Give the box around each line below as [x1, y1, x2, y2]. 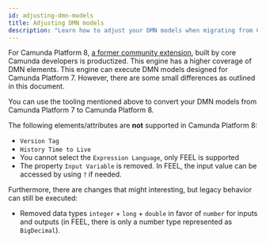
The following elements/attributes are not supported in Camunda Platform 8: [8, 120, 258, 131]
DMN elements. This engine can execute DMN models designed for [8, 65, 228, 74]
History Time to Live [19, 146, 91, 154]
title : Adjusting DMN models [8, 19, 104, 27]
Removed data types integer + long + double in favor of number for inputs [19, 209, 258, 218]
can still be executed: [8, 193, 78, 203]
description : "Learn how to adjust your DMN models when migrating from [8, 26, 253, 34]
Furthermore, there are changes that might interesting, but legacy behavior [8, 185, 252, 195]
